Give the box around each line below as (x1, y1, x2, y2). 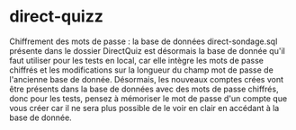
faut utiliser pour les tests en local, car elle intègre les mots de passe (9, 55, 264, 65)
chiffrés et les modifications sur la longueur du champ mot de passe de (9, 65, 274, 75)
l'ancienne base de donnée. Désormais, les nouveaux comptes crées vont (9, 74, 283, 84)
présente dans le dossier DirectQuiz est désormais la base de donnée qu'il (9, 45, 285, 56)
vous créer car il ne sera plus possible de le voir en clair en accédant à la (9, 102, 280, 113)
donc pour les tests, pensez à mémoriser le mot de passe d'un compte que (9, 92, 288, 104)
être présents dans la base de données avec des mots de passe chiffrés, (9, 83, 279, 94)
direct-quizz (9, 6, 103, 27)
